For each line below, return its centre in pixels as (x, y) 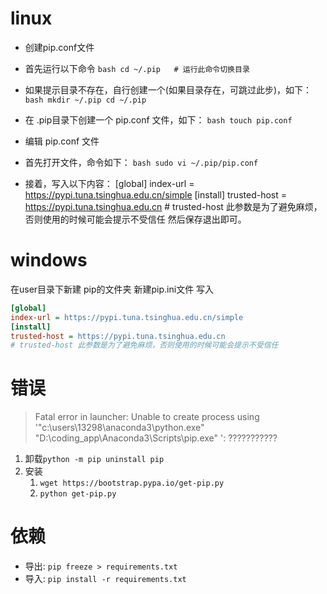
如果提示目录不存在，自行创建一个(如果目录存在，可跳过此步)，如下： (168, 89)
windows (49, 260)
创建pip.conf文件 (59, 47)
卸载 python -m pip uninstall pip (94, 459)
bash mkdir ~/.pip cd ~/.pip (85, 100)
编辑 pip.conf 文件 (62, 141)
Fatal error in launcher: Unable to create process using (147, 417)
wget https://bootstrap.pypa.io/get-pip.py (132, 483)
